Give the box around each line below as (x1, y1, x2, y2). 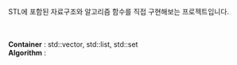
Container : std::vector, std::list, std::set (8, 40, 138, 49)
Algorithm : (8, 48, 46, 57)
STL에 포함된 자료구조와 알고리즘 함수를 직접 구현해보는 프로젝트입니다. (8, 7, 229, 16)
